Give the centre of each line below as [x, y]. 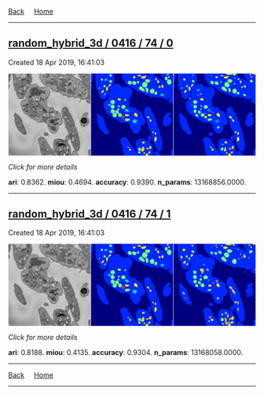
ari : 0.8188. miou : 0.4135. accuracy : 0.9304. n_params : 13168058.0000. [126, 353]
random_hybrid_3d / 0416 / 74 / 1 [90, 214]
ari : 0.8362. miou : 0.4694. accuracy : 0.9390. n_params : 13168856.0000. [127, 182]
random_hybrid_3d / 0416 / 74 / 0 [91, 44]
